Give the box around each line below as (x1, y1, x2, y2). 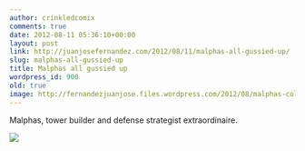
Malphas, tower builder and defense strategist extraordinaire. (9, 115, 238, 126)
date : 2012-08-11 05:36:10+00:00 (9, 30, 136, 39)
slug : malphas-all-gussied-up (9, 55, 124, 65)
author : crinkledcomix (9, 13, 95, 23)
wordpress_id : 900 (9, 73, 79, 82)
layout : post (9, 38, 59, 48)
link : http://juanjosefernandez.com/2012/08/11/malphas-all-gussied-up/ (9, 47, 290, 56)
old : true (9, 81, 47, 90)
